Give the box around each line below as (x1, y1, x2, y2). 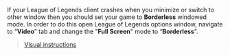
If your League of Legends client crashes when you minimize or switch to (7, 6, 215, 14)
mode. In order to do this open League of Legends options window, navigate (7, 20, 223, 28)
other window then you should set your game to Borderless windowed (7, 13, 207, 21)
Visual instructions (23, 41, 77, 48)
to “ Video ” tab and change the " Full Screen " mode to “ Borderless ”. (7, 27, 198, 35)
